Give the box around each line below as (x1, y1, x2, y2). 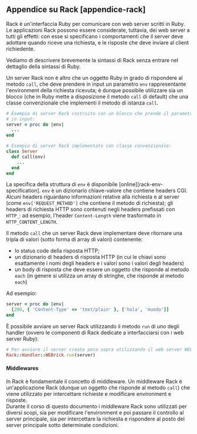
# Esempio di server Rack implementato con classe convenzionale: (6, 143, 172, 149)
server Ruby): (6, 335, 39, 342)
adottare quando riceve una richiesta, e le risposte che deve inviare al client (6, 39, 189, 46)
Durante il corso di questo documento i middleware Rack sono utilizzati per (6, 403, 188, 410)
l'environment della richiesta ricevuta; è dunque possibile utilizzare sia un (6, 86, 184, 93)
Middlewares (6, 365, 39, 372)
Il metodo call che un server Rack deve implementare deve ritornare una (6, 230, 183, 237)
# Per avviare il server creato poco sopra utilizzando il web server (6, 346, 182, 353)
